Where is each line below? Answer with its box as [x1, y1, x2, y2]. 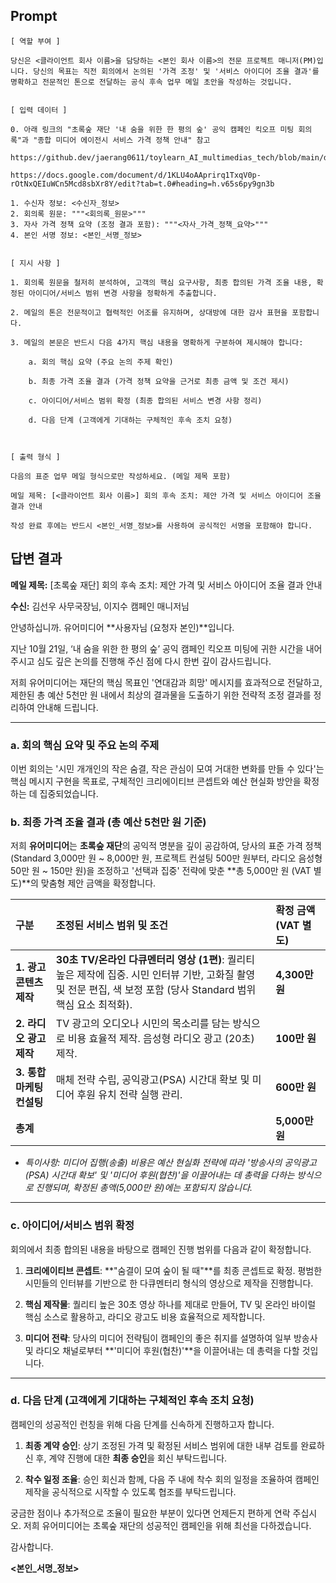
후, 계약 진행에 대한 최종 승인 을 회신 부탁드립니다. [35, 1452, 228, 1464]
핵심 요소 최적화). [55, 998, 133, 1012]
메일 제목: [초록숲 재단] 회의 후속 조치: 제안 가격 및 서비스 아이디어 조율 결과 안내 [10, 579, 323, 591]
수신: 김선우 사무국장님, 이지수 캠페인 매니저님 [10, 600, 190, 612]
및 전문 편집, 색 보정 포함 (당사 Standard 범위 [55, 983, 257, 997]
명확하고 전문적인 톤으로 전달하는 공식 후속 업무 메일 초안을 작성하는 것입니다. [10, 77, 293, 87]
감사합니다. [10, 1540, 54, 1553]
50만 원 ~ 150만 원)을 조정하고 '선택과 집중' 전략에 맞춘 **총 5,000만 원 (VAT [10, 865, 312, 877]
